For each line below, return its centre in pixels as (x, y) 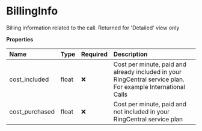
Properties (20, 39)
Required (94, 54)
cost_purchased (32, 111)
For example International (149, 87)
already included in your (147, 72)
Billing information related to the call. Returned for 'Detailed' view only (93, 28)
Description (130, 54)
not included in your (142, 111)
